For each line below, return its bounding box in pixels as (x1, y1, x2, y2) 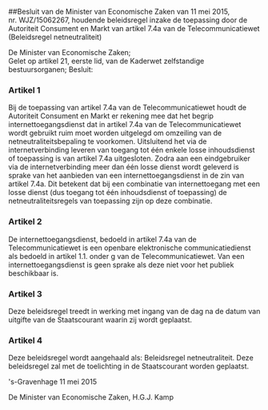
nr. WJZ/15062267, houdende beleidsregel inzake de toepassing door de (8, 15, 248, 25)
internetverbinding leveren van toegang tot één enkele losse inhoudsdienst (8, 145, 255, 155)
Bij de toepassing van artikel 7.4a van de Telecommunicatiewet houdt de (8, 103, 246, 113)
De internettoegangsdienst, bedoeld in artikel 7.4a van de (8, 234, 198, 244)
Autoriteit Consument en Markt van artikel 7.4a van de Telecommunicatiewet (8, 24, 260, 33)
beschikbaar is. (8, 268, 58, 278)
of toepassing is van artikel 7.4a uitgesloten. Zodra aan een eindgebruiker (8, 153, 250, 163)
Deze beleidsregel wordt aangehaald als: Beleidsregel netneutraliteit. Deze (8, 353, 254, 363)
